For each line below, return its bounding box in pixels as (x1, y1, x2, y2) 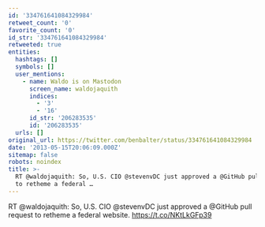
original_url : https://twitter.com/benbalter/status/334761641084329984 (8, 136, 252, 144)
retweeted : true (8, 41, 62, 49)
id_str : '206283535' (28, 114, 97, 122)
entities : (8, 48, 41, 56)
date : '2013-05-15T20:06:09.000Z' (8, 143, 122, 151)
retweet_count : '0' (8, 19, 73, 27)
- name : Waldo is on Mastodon (22, 77, 122, 85)
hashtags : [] (15, 56, 58, 64)
